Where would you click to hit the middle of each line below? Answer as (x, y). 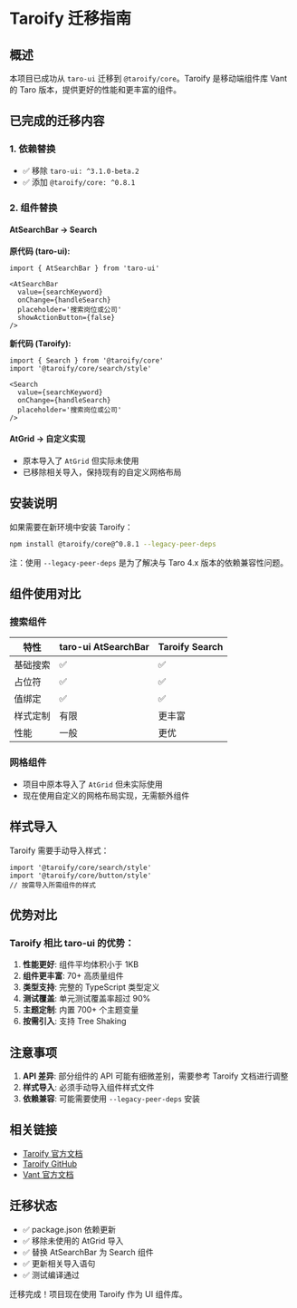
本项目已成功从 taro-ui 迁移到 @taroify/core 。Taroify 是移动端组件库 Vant (148, 78)
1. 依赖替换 (33, 149)
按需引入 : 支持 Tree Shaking (74, 1022)
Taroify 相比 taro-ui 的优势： (72, 943)
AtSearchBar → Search (53, 230)
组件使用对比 (45, 594)
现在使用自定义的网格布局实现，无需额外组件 (106, 795)
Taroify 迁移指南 (71, 19)
